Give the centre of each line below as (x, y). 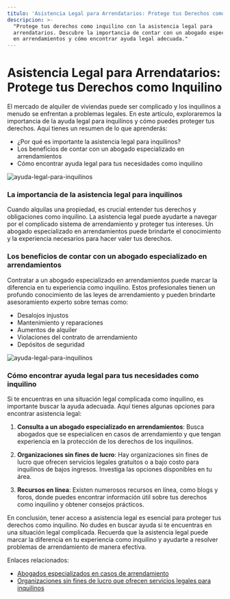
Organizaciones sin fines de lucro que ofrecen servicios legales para (114, 580)
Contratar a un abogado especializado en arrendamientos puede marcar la (112, 280)
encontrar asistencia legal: (44, 413)
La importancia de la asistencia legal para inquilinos (95, 194)
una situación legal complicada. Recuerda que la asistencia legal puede (108, 532)
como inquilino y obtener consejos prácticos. (80, 504)
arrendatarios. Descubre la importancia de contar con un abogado (110, 33)
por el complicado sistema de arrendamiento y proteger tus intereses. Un (110, 224)
